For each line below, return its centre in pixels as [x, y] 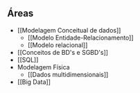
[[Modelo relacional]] [58, 45]
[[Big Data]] [34, 82]
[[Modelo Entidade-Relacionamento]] [80, 37]
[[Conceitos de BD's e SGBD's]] [63, 52]
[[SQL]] [28, 60]
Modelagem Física [44, 67]
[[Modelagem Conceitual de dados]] [69, 30]
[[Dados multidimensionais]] [68, 74]
